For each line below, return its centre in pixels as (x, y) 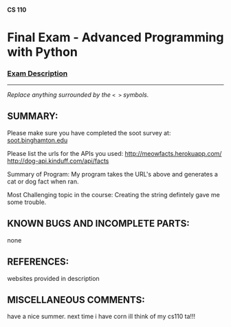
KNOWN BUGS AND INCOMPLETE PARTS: (99, 224)
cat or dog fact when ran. (43, 181)
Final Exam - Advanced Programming (115, 37)
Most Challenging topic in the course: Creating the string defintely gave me (113, 194)
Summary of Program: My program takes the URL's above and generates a (113, 174)
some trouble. (27, 202)
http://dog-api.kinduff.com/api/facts (58, 161)
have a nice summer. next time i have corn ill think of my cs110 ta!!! (101, 317)
